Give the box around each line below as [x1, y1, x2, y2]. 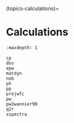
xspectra [6, 111, 27, 117]
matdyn [6, 70, 22, 76]
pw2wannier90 [6, 101, 38, 107]
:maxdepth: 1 [6, 45, 38, 50]
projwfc [6, 91, 25, 97]
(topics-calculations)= [6, 5, 59, 12]
